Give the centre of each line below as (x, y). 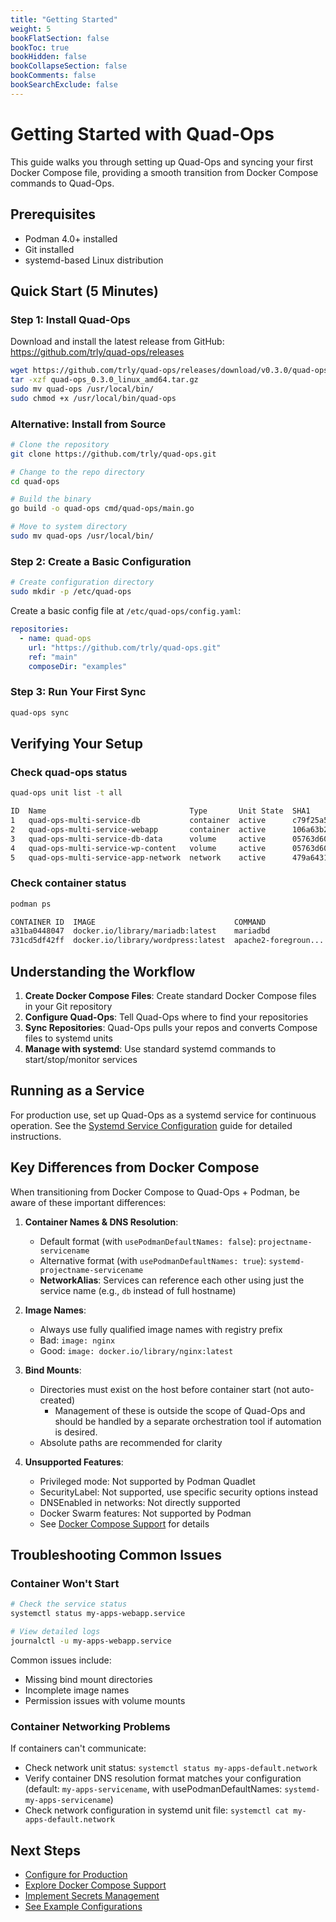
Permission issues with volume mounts (105, 1700)
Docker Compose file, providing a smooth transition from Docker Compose (164, 172)
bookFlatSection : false (60, 38)
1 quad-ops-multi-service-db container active (138, 821)
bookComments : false (53, 76)
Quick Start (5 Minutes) (84, 291)
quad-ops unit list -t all (66, 793)
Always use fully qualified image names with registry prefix (161, 1329)
